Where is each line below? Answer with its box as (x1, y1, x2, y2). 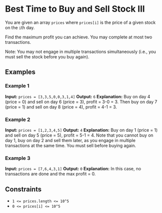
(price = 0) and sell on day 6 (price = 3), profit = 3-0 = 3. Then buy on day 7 (5, 99, 157, 105)
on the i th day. (5, 24, 35, 30)
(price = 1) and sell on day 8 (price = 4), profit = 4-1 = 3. (5, 104, 117, 110)
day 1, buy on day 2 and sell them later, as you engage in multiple (5, 137, 136, 143)
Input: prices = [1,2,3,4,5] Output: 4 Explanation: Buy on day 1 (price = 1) (5, 127, 158, 133)
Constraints (5, 185, 42, 193)
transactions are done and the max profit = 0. (5, 171, 96, 177)
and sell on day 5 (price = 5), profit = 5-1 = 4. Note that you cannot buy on (5, 132, 154, 138)
